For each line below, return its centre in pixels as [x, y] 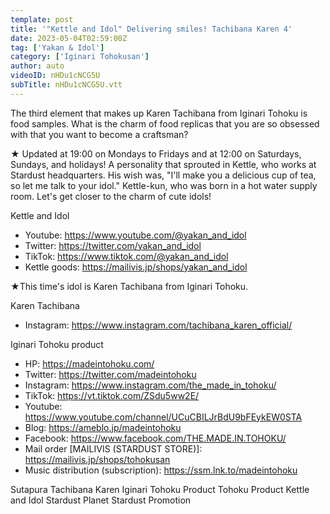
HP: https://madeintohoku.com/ [89, 363]
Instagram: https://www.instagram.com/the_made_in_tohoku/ [150, 385]
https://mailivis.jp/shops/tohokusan [97, 459]
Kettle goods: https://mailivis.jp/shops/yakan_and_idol [136, 267]
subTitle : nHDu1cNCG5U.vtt [66, 85]
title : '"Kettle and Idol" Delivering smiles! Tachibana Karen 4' [151, 29]
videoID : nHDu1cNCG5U [55, 76]
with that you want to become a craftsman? [99, 134]
